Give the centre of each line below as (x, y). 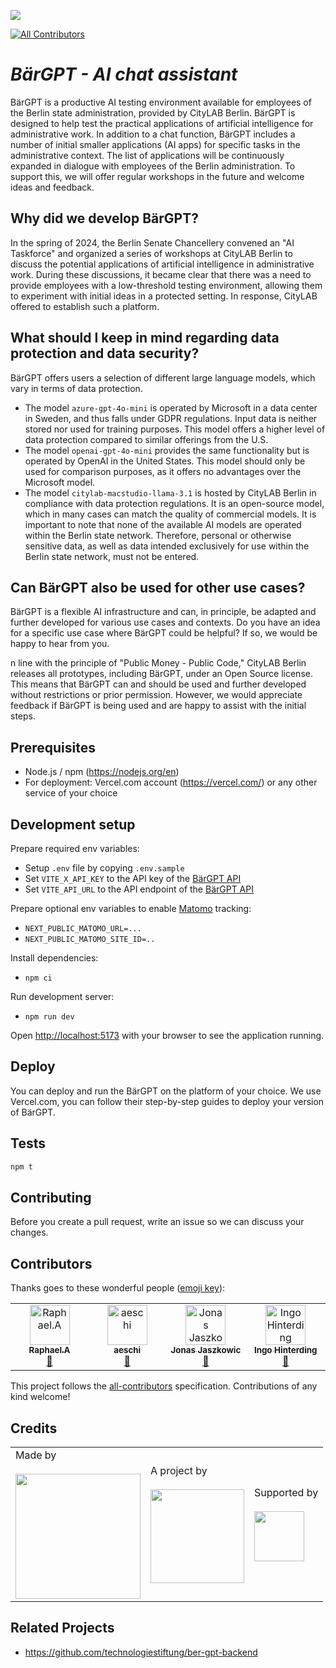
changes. (29, 1232)
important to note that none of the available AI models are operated (163, 524)
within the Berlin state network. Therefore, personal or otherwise (158, 535)
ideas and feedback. (52, 187)
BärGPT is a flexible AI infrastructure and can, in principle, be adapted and (163, 612)
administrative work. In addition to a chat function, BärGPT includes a (153, 134)
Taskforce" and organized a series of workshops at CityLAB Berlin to (151, 253)
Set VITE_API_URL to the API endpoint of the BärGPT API (139, 889)
